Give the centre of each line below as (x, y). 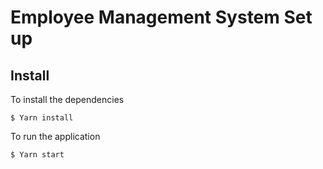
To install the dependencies (67, 99)
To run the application (55, 136)
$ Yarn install (42, 118)
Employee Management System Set (161, 17)
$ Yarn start (37, 155)
